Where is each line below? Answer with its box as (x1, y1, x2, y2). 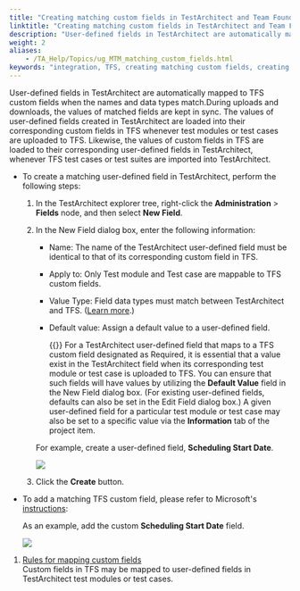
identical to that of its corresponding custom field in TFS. (48, 251, 259, 262)
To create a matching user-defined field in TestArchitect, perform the (21, 171, 277, 181)
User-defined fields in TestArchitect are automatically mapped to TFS (9, 87, 265, 98)
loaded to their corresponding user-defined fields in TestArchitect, (9, 144, 254, 154)
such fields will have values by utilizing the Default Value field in (48, 377, 287, 388)
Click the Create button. (35, 476, 125, 487)
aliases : (9, 46, 42, 55)
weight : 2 (9, 37, 46, 47)
